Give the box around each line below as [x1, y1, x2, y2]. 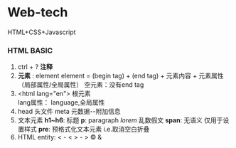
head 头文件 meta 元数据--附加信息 [17, 107, 121, 116]
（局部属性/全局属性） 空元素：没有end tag [17, 80, 144, 89]
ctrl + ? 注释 [17, 63, 53, 71]
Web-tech [7, 4, 68, 21]
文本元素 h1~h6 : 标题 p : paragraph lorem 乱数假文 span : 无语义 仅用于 [17, 116, 223, 125]
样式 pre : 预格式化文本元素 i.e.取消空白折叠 [23, 125, 150, 134]
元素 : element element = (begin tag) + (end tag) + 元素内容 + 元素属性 [17, 72, 224, 80]
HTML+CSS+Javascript [7, 28, 76, 36]
